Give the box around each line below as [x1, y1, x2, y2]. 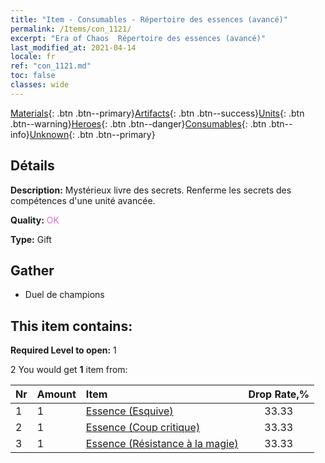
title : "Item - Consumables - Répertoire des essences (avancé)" [10, 14, 288, 25]
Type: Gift [10, 233, 52, 245]
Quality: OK [10, 214, 60, 226]
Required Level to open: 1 [10, 344, 117, 356]
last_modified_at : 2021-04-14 [10, 42, 137, 53]
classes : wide [10, 80, 70, 90]
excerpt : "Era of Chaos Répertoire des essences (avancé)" [10, 33, 267, 43]
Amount [36, 387, 77, 401]
